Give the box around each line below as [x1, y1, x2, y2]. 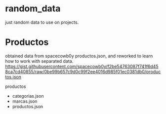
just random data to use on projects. [5, 19, 79, 25]
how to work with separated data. [5, 58, 74, 64]
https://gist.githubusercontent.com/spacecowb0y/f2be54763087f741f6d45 [5, 63, 159, 69]
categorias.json [12, 93, 44, 99]
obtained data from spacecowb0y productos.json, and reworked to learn [5, 53, 153, 59]
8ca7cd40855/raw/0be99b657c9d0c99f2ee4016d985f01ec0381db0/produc [5, 69, 161, 75]
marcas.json [12, 98, 38, 104]
